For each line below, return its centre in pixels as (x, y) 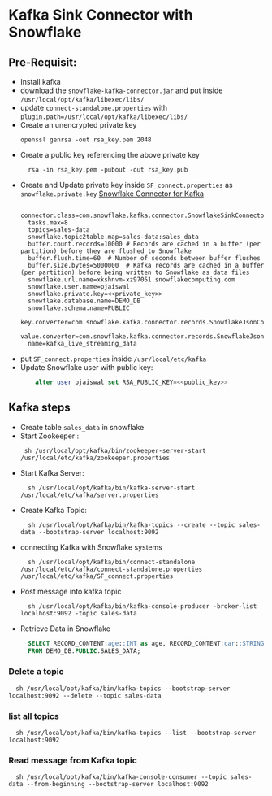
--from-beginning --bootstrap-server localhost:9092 (117, 785)
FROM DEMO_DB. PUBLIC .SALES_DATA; (84, 651)
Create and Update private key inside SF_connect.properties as (126, 185)
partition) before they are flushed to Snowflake (106, 251)
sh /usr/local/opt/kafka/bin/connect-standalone (112, 562)
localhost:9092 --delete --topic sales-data (85, 696)
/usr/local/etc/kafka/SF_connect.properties (97, 576)
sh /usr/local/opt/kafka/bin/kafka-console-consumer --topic (121, 777)
